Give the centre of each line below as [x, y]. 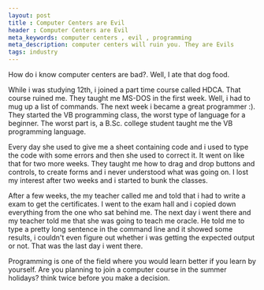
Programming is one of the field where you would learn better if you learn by [132, 261]
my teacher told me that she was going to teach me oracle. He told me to [126, 221]
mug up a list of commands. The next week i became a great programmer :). [132, 106]
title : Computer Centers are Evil [67, 23]
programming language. [47, 132]
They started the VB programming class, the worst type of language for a [127, 115]
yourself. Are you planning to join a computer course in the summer [117, 270]
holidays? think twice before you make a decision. [89, 278]
